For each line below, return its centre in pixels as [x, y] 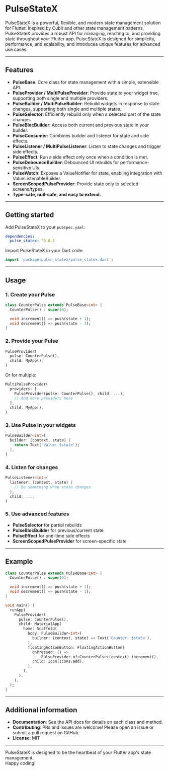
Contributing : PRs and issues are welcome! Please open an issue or [83, 727]
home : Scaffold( [40, 629]
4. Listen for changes [32, 467]
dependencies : [20, 236]
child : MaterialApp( [40, 624]
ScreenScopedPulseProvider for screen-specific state [69, 541]
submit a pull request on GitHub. [46, 733]
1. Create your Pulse [30, 294]
